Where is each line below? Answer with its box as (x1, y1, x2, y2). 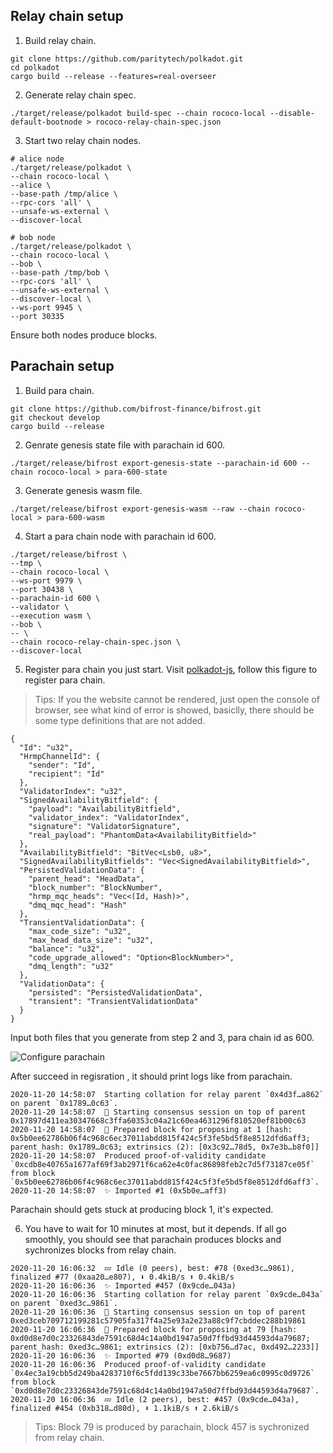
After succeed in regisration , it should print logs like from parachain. (10, 1070, 293, 1082)
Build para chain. (24, 384, 95, 396)
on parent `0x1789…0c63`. (10, 1098, 118, 1108)
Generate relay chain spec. (24, 89, 137, 101)
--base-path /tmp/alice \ (10, 189, 118, 199)
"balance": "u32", (28, 944, 105, 954)
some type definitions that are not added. (34, 714, 206, 726)
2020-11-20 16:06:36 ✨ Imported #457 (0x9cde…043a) (10, 1280, 237, 1291)
